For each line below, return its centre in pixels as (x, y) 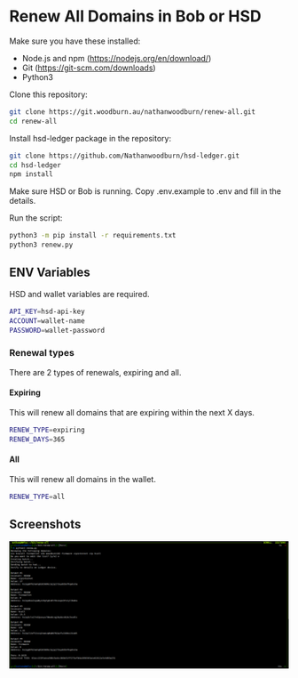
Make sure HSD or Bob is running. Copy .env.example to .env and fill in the (145, 191)
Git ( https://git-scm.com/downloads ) (89, 68)
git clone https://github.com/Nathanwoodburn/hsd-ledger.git (125, 156)
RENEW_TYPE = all (37, 496)
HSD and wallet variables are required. (79, 294)
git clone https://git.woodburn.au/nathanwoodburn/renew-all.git (132, 112)
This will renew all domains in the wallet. (83, 479)
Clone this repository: (49, 94)
